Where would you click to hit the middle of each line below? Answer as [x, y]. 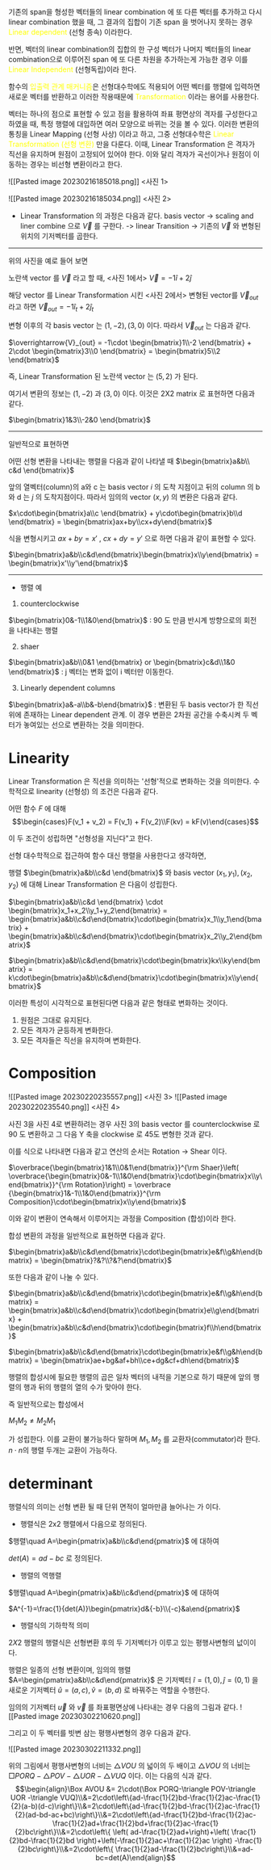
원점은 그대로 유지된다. [56, 1019]
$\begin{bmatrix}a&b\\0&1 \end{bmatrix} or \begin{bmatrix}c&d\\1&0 [122, 662]
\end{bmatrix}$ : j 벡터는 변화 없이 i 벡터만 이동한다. [91, 672]
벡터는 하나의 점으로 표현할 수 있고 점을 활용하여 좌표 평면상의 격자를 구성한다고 [133, 114]
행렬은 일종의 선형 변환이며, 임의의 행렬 [70, 1670]
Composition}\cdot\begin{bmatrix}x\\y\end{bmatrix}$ [98, 1201]
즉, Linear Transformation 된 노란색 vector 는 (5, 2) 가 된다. [103, 376]
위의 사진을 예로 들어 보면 [48, 261]
